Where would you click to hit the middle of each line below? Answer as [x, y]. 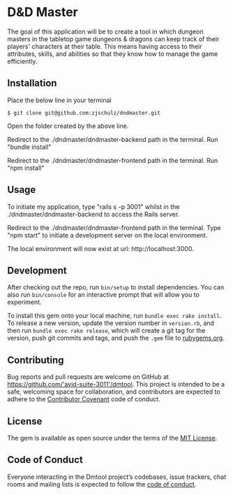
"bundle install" [29, 147]
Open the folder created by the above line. [68, 126]
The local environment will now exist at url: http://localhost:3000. [100, 248]
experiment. [24, 302]
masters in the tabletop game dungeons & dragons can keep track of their [113, 38]
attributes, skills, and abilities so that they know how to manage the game [113, 54]
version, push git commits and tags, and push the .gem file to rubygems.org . [116, 338]
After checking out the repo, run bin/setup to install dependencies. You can [116, 287]
